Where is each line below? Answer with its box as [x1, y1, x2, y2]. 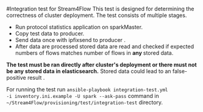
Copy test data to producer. [15, 30, 85, 37]
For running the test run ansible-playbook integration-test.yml [6, 86, 168, 93]
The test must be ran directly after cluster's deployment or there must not [6, 61, 197, 68]
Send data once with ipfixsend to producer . [15, 37, 126, 43]
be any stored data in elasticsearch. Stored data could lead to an [6, 68, 172, 75]
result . [27, 74, 45, 81]
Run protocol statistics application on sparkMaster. [15, 24, 143, 30]
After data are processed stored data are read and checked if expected [15, 43, 194, 50]
